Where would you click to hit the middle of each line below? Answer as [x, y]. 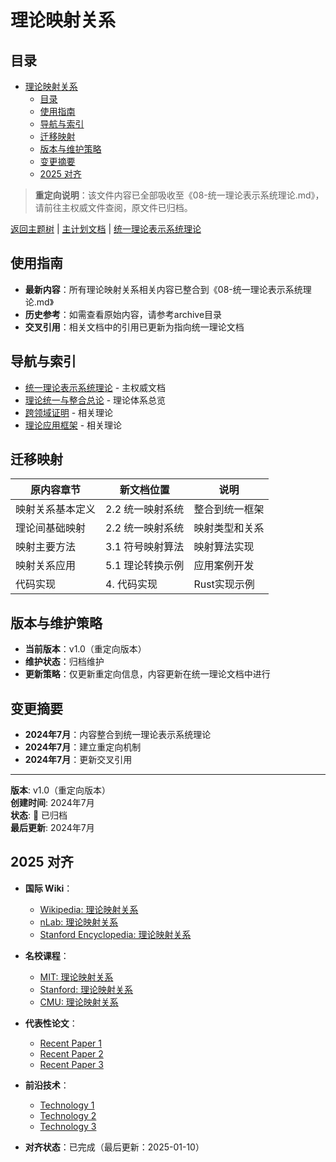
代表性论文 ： [51, 1023]
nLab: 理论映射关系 [79, 922]
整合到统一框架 [229, 509]
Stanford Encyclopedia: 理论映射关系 [115, 934]
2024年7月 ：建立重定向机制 [83, 747]
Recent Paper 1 [70, 1043]
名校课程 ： [47, 955]
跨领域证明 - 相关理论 [69, 412]
